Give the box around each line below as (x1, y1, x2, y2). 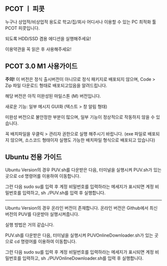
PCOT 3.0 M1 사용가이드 (5, 62, 78, 70)
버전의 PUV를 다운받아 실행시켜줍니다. (5, 211, 80, 217)
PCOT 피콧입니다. (5, 25, 40, 31)
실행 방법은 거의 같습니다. (5, 222, 55, 228)
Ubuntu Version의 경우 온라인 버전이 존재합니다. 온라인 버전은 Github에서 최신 (5, 205, 158, 211)
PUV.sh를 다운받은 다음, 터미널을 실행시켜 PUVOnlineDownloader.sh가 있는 (5, 232, 154, 238)
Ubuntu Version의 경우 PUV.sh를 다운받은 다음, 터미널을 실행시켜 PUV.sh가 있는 (5, 167, 162, 173)
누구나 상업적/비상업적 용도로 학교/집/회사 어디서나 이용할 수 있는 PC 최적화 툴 (5, 19, 157, 25)
